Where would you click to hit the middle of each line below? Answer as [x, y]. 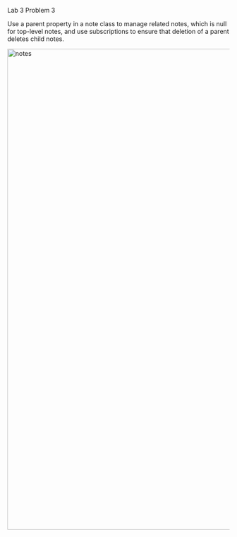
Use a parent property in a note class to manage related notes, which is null [117, 24]
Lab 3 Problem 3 [31, 10]
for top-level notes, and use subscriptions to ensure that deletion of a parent [118, 31]
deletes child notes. [36, 39]
